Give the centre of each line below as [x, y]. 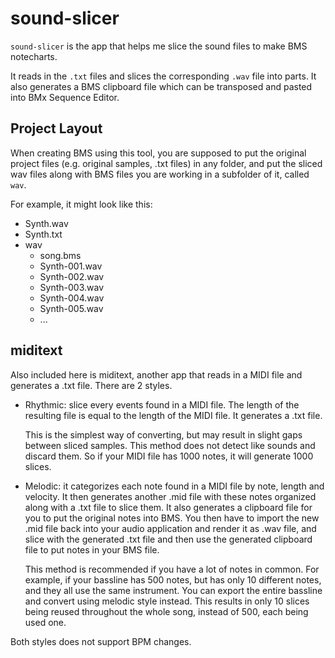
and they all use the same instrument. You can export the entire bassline [173, 590]
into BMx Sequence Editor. [65, 97]
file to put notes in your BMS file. [92, 549]
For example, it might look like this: [81, 204]
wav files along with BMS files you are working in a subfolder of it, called [160, 174]
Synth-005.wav [71, 308]
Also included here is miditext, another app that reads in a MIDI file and [156, 374]
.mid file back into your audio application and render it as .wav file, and [170, 528]
